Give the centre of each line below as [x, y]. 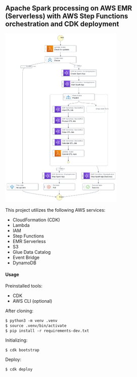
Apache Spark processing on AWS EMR [69, 8]
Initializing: [16, 340]
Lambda [21, 225]
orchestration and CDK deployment [62, 24]
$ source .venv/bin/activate [36, 325]
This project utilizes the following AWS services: [55, 210]
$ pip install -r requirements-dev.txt [47, 331]
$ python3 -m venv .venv [31, 320]
